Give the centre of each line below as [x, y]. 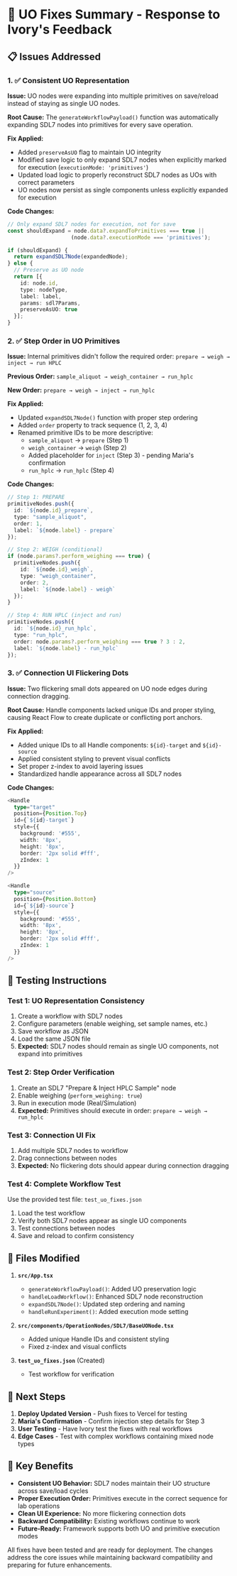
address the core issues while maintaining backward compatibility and [110, 1557]
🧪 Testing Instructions [57, 981]
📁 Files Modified [44, 1258]
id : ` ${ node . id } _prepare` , [54, 510]
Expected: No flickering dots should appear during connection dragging [123, 1166]
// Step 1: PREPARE [36, 497]
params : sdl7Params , [50, 303]
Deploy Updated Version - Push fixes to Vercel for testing [103, 1413]
